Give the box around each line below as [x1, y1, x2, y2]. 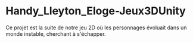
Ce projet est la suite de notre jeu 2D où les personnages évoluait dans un [5, 24, 187, 31]
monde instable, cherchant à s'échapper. [5, 30, 106, 37]
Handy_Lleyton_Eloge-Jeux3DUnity [5, 4, 186, 18]
